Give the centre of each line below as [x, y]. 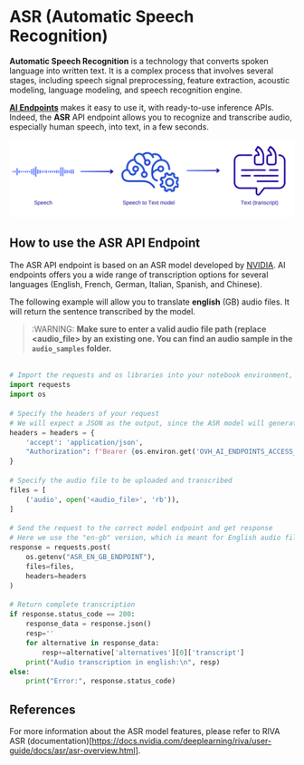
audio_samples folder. [71, 348]
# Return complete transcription [72, 605]
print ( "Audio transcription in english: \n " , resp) [123, 662]
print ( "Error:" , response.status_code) [101, 682]
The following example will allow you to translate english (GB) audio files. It [149, 302]
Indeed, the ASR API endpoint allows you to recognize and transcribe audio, [151, 117]
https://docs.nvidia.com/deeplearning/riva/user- [182, 741]
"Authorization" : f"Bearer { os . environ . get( [111, 452]
